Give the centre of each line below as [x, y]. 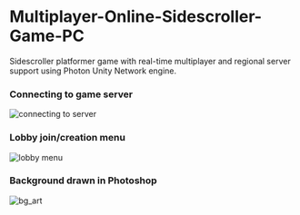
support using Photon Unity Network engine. [93, 71]
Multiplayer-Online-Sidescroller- [135, 17]
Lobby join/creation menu [67, 138]
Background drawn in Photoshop [83, 181]
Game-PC [47, 36]
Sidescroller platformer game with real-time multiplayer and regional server [150, 61]
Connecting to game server [71, 94]
